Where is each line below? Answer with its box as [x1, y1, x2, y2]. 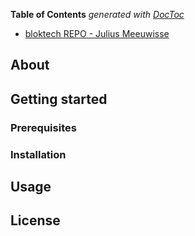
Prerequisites [10, 120, 77, 134]
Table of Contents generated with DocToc [10, 9, 185, 20]
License [10, 212, 61, 229]
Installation [10, 147, 67, 161]
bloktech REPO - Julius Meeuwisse [24, 28, 170, 39]
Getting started [10, 90, 108, 108]
